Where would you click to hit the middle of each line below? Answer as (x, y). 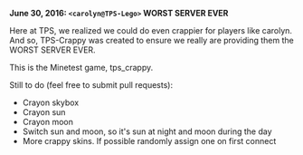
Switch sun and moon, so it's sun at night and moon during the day (147, 131)
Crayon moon (48, 122)
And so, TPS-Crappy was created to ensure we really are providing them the (151, 40)
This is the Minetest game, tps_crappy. (81, 68)
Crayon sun (44, 112)
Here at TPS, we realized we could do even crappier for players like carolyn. (151, 30)
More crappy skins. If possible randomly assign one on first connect (149, 141)
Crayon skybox (51, 102)
